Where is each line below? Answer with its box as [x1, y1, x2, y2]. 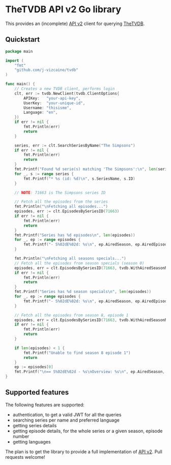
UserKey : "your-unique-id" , [23, 101, 85, 106]
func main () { [5, 82, 36, 87]
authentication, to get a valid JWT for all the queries [12, 411, 122, 418]
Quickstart [5, 35, 40, 44]
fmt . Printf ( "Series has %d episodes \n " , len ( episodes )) [14, 232, 136, 238]
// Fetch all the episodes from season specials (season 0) [14, 260, 145, 266]
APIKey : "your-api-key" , [23, 95, 81, 101]
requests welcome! [5, 454, 45, 460]
